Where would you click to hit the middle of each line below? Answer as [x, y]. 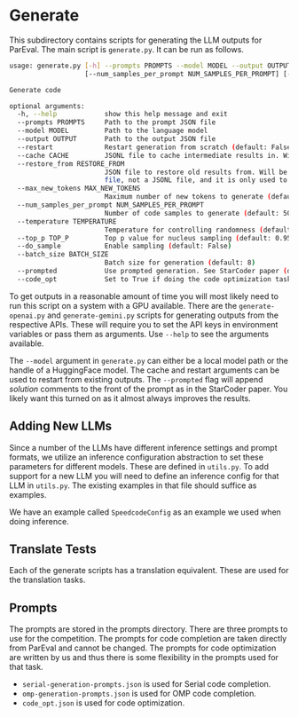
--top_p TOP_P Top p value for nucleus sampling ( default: [145, 238]
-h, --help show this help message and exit [122, 114]
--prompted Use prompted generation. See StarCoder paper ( [153, 272]
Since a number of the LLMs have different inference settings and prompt [143, 447]
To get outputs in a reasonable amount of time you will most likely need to [144, 296]
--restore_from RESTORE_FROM [71, 164]
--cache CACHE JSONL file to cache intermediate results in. [148, 155]
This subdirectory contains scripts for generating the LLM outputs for [136, 40]
